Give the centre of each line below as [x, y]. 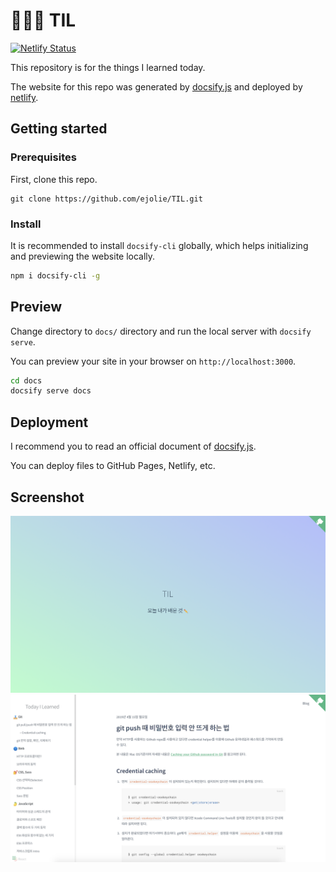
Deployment [49, 422]
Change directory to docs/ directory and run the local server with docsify [161, 331]
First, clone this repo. [54, 179]
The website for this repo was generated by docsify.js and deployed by [156, 86]
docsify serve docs [51, 391]
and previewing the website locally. [83, 256]
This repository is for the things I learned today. [108, 67]
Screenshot [47, 497]
